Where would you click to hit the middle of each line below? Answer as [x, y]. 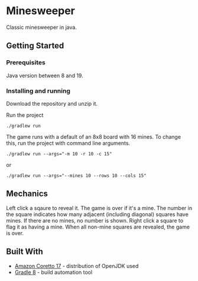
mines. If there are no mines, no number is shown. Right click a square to [95, 220]
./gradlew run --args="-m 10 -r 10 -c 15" [59, 154]
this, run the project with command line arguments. [68, 143]
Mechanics [27, 194]
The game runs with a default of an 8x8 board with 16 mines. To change [94, 136]
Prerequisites [26, 63]
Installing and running [38, 91]
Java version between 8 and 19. [45, 76]
